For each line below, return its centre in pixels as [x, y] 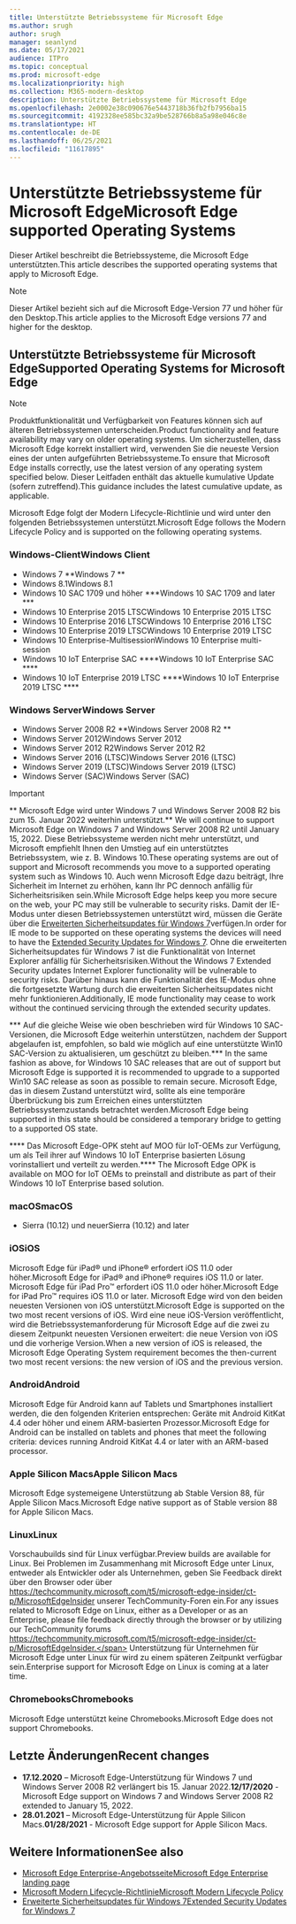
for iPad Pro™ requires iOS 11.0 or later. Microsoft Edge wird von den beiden [146, 1296]
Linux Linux [34, 1535]
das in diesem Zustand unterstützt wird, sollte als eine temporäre [127, 1090]
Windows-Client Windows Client [80, 555]
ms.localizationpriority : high [67, 83]
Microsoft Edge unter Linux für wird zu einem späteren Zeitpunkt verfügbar [146, 1658]
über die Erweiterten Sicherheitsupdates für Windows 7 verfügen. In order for [148, 923]
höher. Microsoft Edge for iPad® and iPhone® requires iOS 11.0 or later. [136, 1277]
